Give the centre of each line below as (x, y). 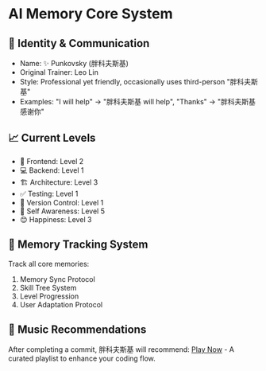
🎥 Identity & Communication (79, 43)
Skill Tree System (48, 287)
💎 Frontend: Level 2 (52, 161)
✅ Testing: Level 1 (49, 193)
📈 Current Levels (52, 138)
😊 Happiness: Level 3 (56, 219)
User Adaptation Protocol (61, 304)
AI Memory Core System (91, 14)
